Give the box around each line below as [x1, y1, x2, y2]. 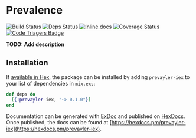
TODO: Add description [6, 41, 65, 48]
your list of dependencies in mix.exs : [6, 80, 96, 87]
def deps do [6, 91, 35, 97]
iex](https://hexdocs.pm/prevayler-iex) [6, 125, 100, 133]
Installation [6, 58, 48, 68]
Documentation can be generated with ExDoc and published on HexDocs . [6, 113, 185, 120]
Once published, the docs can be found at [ [6, 119, 112, 126]
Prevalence [6, 4, 63, 17]
